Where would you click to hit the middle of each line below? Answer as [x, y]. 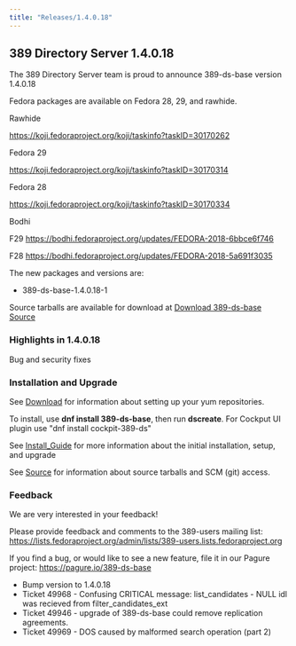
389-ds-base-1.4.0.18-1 [65, 290]
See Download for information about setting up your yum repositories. [137, 402]
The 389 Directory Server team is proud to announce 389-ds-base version [145, 75]
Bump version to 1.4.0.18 [66, 585]
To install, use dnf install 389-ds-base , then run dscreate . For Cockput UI [145, 419]
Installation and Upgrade [63, 382]
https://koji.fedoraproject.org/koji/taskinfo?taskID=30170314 [119, 170]
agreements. [45, 623]
